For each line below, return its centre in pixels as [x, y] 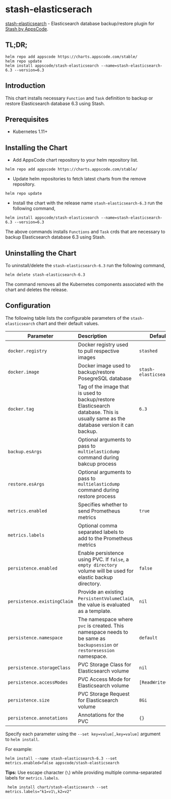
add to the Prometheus [105, 538]
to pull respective [99, 351]
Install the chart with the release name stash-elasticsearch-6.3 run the [88, 203]
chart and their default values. [68, 323]
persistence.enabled [33, 568]
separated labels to [101, 532]
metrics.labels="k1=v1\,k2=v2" [38, 791]
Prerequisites [27, 119]
